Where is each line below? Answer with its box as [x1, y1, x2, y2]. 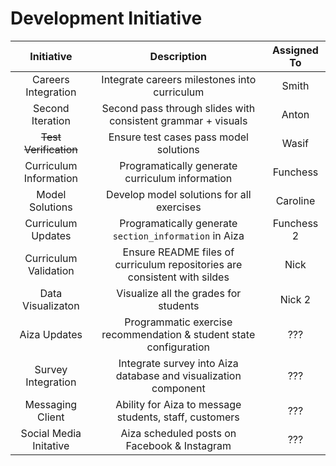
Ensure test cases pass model [108, 130, 249, 144]
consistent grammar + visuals [109, 113, 248, 127]
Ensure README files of [122, 245, 235, 259]
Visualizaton [22, 298, 80, 312]
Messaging [24, 397, 78, 411]
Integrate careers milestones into [101, 72, 257, 86]
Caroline [275, 193, 316, 207]
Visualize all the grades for [116, 286, 242, 300]
